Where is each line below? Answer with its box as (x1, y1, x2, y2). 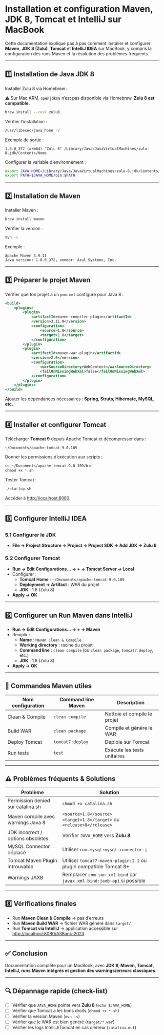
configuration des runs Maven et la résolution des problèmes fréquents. (5, 50, 149, 57)
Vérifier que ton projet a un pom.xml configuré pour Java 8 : (5, 291, 123, 297)
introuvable (7, 863, 34, 870)
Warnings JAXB (7, 874, 43, 881)
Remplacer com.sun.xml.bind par (62, 871, 138, 878)
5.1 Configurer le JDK (5, 531, 56, 538)
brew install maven (5, 216, 45, 222)
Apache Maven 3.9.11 (5, 253, 47, 258)
